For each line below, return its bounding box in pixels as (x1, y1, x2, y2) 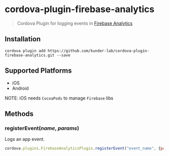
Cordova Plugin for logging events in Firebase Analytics (17, 20, 133, 26)
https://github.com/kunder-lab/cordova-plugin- (47, 48, 150, 54)
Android (12, 85, 29, 91)
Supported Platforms (5, 67, 72, 75)
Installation (5, 35, 41, 43)
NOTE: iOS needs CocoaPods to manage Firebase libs (5, 95, 114, 101)
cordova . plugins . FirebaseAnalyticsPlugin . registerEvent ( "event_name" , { (5, 146, 161, 151)
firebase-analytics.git (5, 53, 55, 58)
